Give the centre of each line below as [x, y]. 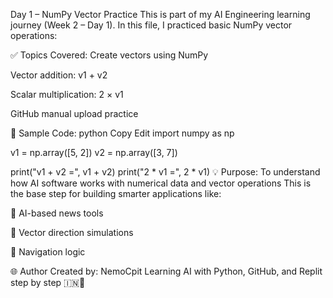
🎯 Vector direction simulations [72, 232]
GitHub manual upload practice [74, 113]
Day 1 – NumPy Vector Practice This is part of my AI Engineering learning [160, 14]
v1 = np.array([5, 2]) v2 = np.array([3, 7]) [94, 152]
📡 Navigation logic [48, 252]
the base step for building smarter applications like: [116, 193]
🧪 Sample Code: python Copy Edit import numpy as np [122, 133]
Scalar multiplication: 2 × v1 [67, 94]
